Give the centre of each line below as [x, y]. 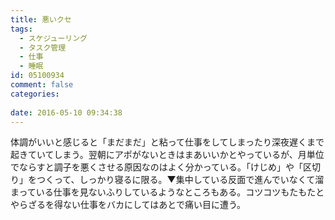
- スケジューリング [53, 38]
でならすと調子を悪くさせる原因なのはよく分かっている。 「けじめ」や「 [157, 167]
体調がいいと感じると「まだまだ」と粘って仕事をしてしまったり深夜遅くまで [167, 142]
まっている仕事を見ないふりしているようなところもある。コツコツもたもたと [167, 192]
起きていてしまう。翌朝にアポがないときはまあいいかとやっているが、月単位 [167, 155]
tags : [21, 29]
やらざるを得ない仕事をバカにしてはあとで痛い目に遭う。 [128, 205]
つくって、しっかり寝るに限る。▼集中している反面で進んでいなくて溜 [180, 180]
